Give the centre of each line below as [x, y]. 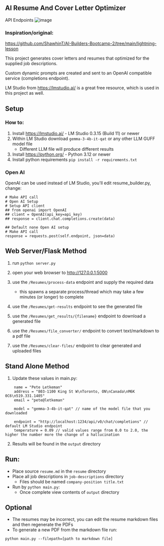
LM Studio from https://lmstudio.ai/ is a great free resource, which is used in [82, 88]
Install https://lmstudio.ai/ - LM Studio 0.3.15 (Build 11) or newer [76, 133]
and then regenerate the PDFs [43, 525]
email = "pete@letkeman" [39, 400]
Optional [18, 507]
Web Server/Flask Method [46, 251]
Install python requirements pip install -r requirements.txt [75, 159]
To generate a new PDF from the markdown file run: [65, 530]
